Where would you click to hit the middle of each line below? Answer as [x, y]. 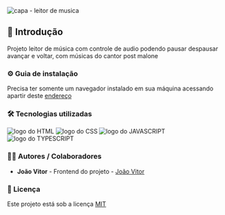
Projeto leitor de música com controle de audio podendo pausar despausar [113, 49]
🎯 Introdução [35, 32]
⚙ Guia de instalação [43, 73]
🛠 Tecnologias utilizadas [50, 114]
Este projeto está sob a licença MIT [57, 204]
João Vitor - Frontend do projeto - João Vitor [81, 171]
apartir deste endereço [39, 96]
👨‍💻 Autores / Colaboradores [54, 156]
